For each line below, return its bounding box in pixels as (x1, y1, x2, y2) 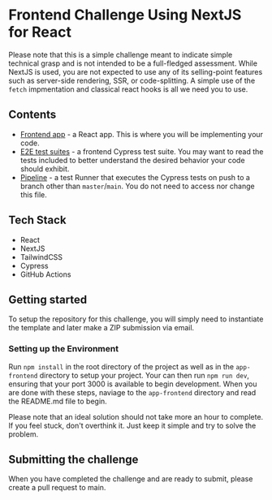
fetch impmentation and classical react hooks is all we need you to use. (8, 84, 248, 94)
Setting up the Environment (8, 343, 119, 355)
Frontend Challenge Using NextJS (8, 6, 242, 24)
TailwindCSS (19, 252, 63, 261)
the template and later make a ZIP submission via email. (8, 323, 195, 333)
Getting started (8, 292, 88, 306)
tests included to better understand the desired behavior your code (19, 155, 245, 165)
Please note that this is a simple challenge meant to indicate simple (8, 50, 233, 59)
